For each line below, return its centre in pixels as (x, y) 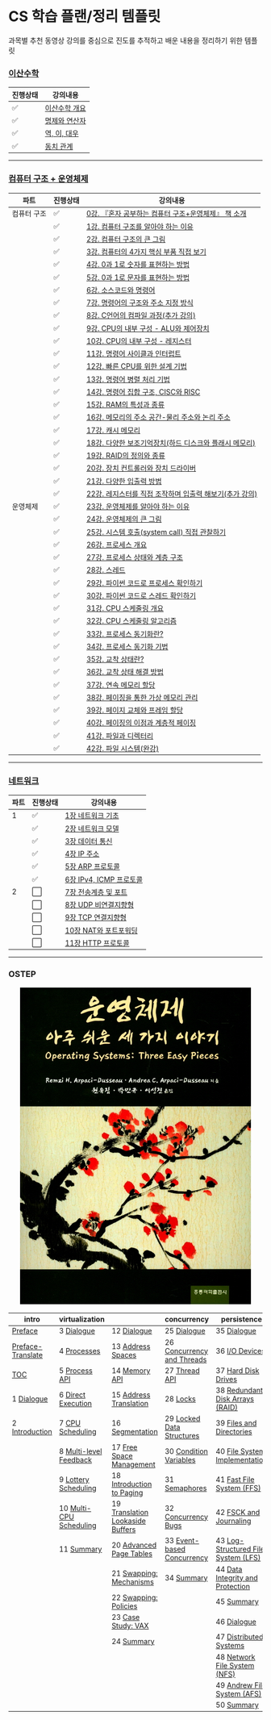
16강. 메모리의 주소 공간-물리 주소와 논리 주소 (158, 417)
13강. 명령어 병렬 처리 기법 (128, 379)
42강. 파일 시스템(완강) (123, 748)
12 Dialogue (132, 1331)
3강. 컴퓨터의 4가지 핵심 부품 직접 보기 (146, 252)
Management (133, 1464)
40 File (227, 1451)
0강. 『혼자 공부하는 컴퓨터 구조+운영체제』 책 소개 (166, 214)
